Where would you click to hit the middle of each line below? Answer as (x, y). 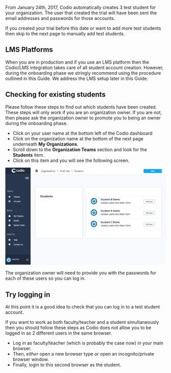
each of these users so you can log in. (45, 278)
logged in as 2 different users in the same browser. (59, 333)
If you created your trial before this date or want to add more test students (83, 28)
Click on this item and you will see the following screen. (71, 160)
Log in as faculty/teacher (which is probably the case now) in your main (88, 343)
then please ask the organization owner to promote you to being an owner (83, 118)
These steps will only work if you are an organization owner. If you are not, (84, 112)
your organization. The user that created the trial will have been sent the (81, 13)
